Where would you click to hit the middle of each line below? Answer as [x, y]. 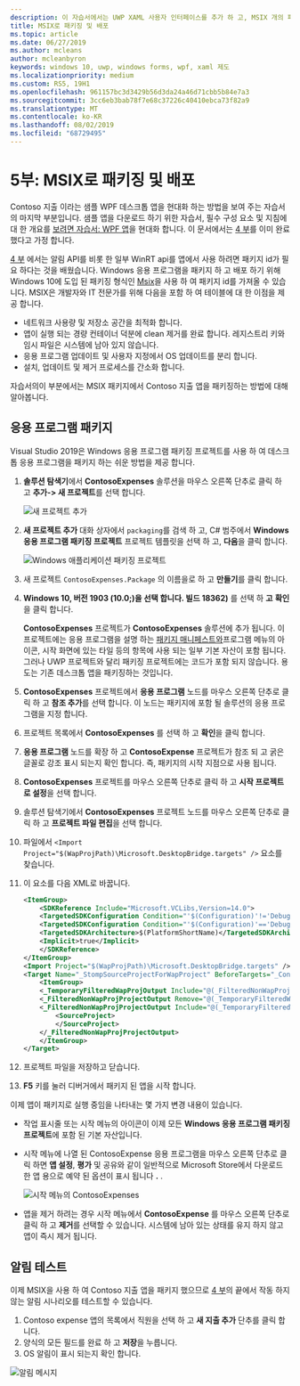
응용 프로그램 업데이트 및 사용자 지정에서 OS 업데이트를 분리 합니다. [140, 355]
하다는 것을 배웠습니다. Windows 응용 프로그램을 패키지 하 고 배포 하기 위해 [150, 270]
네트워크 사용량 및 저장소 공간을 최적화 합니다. [103, 322]
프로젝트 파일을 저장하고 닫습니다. [81, 1067]
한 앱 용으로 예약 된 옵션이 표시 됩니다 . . [93, 1176]
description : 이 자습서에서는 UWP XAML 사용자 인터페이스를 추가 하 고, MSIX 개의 [147, 17]
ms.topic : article [44, 34]
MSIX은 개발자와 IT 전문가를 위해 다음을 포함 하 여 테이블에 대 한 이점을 [152, 292]
